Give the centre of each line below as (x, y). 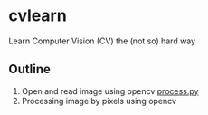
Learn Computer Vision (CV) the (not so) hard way (102, 41)
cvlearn (38, 16)
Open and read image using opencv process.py (110, 91)
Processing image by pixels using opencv (99, 101)
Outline (29, 69)
